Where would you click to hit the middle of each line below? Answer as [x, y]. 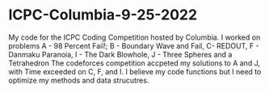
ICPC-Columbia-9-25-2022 [103, 15]
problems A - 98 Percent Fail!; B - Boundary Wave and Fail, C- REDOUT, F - [134, 45]
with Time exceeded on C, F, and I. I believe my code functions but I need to [135, 71]
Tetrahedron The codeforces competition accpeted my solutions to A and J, [134, 63]
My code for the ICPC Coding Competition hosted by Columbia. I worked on [134, 37]
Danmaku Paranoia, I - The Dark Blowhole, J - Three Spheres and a [120, 54]
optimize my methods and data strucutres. [79, 80]
